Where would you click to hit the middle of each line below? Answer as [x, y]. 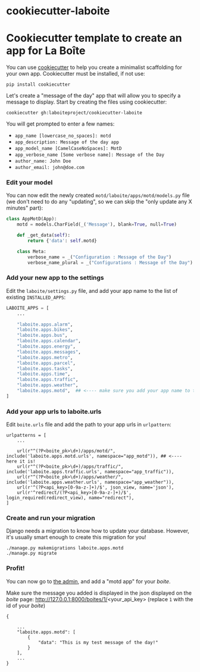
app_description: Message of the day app [67, 142]
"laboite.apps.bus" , [42, 335]
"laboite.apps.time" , [43, 374]
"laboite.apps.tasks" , [45, 368]
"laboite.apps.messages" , [49, 352]
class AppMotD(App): [32, 219]
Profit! [15, 568]
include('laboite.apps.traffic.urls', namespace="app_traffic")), [90, 472]
